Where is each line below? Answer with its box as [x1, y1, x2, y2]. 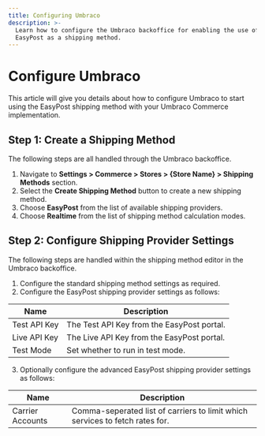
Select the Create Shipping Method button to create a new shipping [19, 186, 242, 196]
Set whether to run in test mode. [66, 345, 185, 356]
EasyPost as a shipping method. [15, 33, 122, 42]
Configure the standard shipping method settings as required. [19, 278, 221, 288]
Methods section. [19, 178, 78, 187]
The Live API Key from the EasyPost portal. [66, 332, 226, 343]
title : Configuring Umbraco [8, 11, 101, 20]
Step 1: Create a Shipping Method [8, 133, 176, 147]
